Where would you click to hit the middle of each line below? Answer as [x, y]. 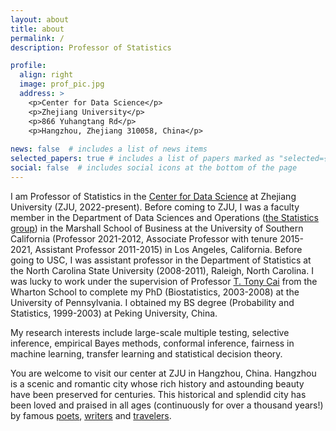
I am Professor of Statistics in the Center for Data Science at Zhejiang [153, 196]
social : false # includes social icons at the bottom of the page [154, 168]
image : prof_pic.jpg [62, 84]
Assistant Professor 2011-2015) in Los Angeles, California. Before [168, 249]
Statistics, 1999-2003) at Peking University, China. [114, 313]
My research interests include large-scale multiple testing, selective [150, 332]
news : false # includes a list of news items [109, 149]
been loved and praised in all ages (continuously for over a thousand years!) [167, 405]
